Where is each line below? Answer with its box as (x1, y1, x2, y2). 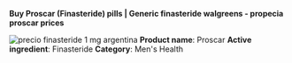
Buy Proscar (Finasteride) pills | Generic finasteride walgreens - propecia (9, 9, 284, 18)
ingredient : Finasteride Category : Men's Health (9, 44, 184, 54)
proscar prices (9, 17, 65, 28)
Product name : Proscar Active (140, 35, 252, 45)
